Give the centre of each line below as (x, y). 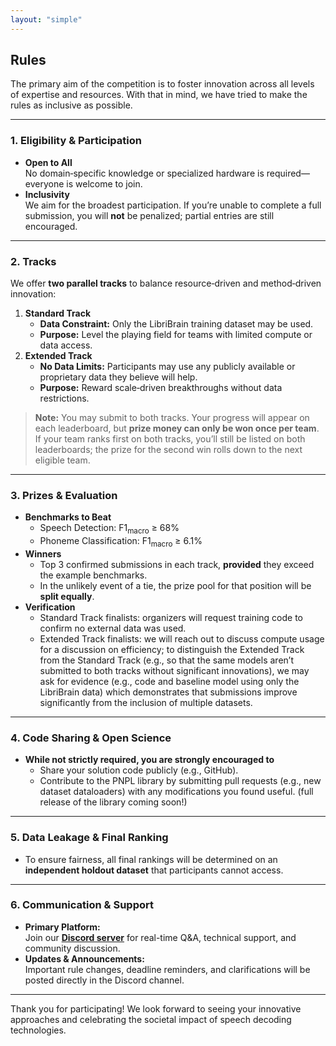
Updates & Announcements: (84, 958)
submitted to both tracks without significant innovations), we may (174, 670)
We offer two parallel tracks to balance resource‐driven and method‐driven (166, 283)
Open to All (48, 162)
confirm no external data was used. (113, 628)
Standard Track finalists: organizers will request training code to (171, 617)
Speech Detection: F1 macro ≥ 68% (109, 529)
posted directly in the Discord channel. (104, 980)
